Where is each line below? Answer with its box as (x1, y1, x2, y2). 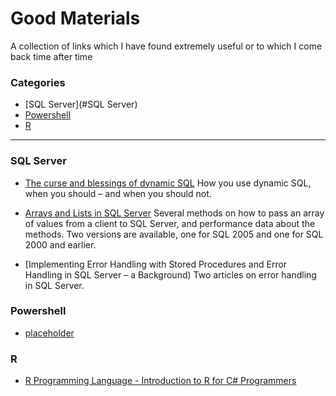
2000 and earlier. (24, 238, 97, 251)
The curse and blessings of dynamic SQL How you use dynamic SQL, (24, 177, 312, 189)
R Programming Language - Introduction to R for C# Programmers (24, 375, 297, 387)
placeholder (24, 327, 75, 339)
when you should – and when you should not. (24, 187, 212, 199)
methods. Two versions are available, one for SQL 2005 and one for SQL (24, 228, 324, 240)
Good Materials (10, 7, 141, 30)
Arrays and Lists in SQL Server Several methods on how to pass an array (24, 207, 325, 219)
